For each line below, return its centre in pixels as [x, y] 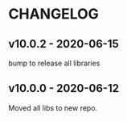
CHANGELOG [53, 14]
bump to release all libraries [54, 63]
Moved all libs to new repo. [53, 108]
